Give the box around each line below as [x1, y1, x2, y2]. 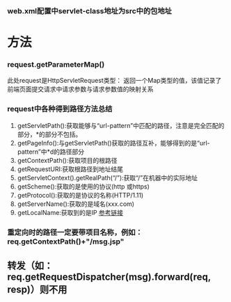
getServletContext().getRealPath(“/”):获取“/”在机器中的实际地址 [17, 173, 198, 182]
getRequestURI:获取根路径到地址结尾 [17, 165, 124, 173]
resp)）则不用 [7, 284, 67, 296]
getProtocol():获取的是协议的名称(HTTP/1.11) [17, 191, 144, 199]
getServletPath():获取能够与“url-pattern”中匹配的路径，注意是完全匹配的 [17, 121, 225, 129]
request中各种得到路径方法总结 [7, 104, 113, 114]
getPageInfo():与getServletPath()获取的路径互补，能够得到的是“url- [17, 138, 210, 147]
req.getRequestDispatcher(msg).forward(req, [7, 271, 211, 283]
